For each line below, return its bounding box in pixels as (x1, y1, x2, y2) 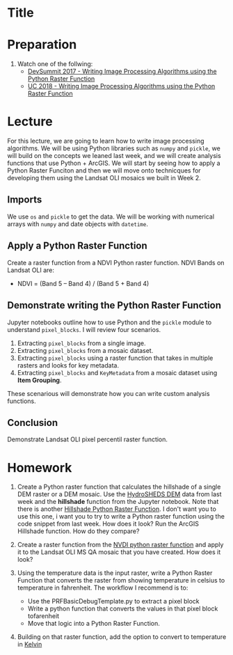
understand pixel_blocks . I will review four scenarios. (7, 325, 161, 333)
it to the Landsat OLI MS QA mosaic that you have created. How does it (17, 548, 221, 556)
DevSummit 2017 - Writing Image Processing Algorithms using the (27, 68, 217, 76)
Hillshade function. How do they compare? (17, 527, 140, 535)
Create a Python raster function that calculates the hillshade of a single (17, 482, 221, 491)
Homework (7, 459, 72, 475)
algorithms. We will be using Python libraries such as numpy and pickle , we (7, 144, 220, 152)
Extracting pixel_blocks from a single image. (17, 339, 146, 347)
